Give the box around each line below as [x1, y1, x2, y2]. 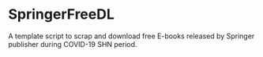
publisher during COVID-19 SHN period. [8, 39, 137, 48]
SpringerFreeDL [8, 5, 115, 23]
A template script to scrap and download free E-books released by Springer [8, 31, 255, 41]
